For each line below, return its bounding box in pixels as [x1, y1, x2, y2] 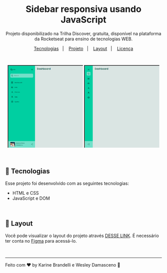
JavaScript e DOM [12, 195, 50, 201]
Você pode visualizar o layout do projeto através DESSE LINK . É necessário [5, 233, 159, 239]
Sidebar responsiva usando [25, 3, 142, 15]
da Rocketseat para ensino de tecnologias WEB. [34, 36, 133, 42]
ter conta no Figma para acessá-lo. [5, 238, 77, 244]
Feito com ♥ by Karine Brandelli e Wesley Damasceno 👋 [5, 262, 121, 268]
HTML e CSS [12, 190, 39, 196]
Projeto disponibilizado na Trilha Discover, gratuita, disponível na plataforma [5, 30, 162, 36]
